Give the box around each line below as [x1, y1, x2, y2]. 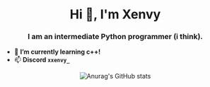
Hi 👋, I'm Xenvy [69, 6, 161, 23]
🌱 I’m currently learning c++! [13, 47, 101, 56]
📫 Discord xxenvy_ [13, 56, 71, 64]
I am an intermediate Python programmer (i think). [27, 32, 204, 42]
